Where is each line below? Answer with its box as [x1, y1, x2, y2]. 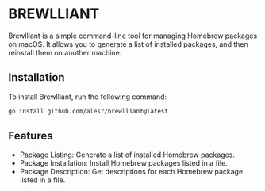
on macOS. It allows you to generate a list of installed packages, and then [8, 39, 248, 48]
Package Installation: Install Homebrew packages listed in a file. [19, 159, 228, 168]
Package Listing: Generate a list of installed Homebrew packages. [19, 150, 236, 159]
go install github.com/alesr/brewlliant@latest [8, 107, 169, 115]
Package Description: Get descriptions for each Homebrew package [19, 167, 244, 177]
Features [8, 129, 53, 143]
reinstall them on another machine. [8, 48, 122, 57]
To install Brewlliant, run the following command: [8, 92, 167, 101]
